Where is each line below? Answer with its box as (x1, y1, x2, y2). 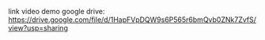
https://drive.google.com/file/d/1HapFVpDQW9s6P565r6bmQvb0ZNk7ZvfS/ (8, 15, 257, 24)
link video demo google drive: (8, 7, 105, 16)
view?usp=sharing (8, 24, 69, 32)
